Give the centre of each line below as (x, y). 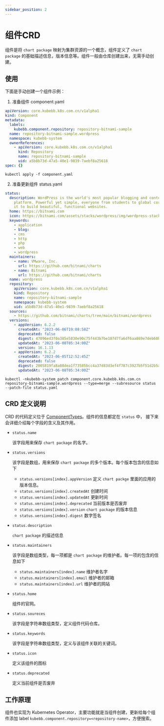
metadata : (15, 120)
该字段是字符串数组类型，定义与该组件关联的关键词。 (66, 643)
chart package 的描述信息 (38, 535)
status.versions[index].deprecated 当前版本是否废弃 (73, 503)
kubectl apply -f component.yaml (39, 174)
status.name (24, 433)
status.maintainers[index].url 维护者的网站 (65, 583)
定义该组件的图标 (29, 663)
